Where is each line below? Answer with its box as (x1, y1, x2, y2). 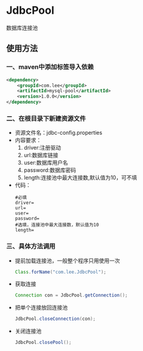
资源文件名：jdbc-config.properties (14, 129, 103, 137)
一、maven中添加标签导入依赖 (6, 63, 94, 71)
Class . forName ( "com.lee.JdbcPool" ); (14, 269, 107, 275)
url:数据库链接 (23, 152, 59, 159)
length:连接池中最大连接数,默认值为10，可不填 (23, 174, 138, 181)
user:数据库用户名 (23, 159, 68, 167)
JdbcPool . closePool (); (14, 340, 72, 346)
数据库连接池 (6, 24, 38, 31)
